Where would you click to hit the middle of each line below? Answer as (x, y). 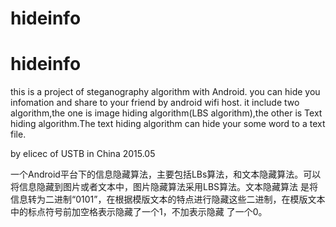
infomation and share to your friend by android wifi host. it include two (155, 103)
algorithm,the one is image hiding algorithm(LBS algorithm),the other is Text (166, 113)
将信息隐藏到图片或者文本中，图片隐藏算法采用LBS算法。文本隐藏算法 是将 (164, 187)
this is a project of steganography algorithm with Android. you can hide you (165, 92)
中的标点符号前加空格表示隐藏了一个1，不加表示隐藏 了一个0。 (139, 212)
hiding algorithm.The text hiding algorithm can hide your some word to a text (168, 124)
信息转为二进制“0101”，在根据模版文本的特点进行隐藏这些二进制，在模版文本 (168, 199)
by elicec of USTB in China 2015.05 (83, 154)
